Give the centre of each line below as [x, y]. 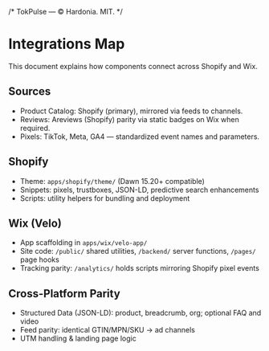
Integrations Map [67, 44]
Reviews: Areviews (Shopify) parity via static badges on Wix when [129, 119]
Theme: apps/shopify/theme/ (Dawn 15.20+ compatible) [112, 181]
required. [35, 128]
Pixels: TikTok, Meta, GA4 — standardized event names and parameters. [139, 137]
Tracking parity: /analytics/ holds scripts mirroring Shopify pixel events [139, 268]
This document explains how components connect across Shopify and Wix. [133, 66]
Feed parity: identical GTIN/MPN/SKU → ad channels [107, 330]
